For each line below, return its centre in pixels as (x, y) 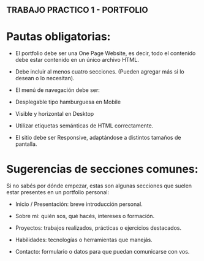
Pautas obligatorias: (59, 36)
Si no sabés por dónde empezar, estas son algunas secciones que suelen (99, 186)
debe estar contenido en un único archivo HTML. (77, 60)
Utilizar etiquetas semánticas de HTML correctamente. (84, 126)
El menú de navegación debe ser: (57, 90)
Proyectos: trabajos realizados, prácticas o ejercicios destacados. (98, 228)
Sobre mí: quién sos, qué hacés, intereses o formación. (85, 216)
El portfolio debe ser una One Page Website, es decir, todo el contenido (105, 53)
